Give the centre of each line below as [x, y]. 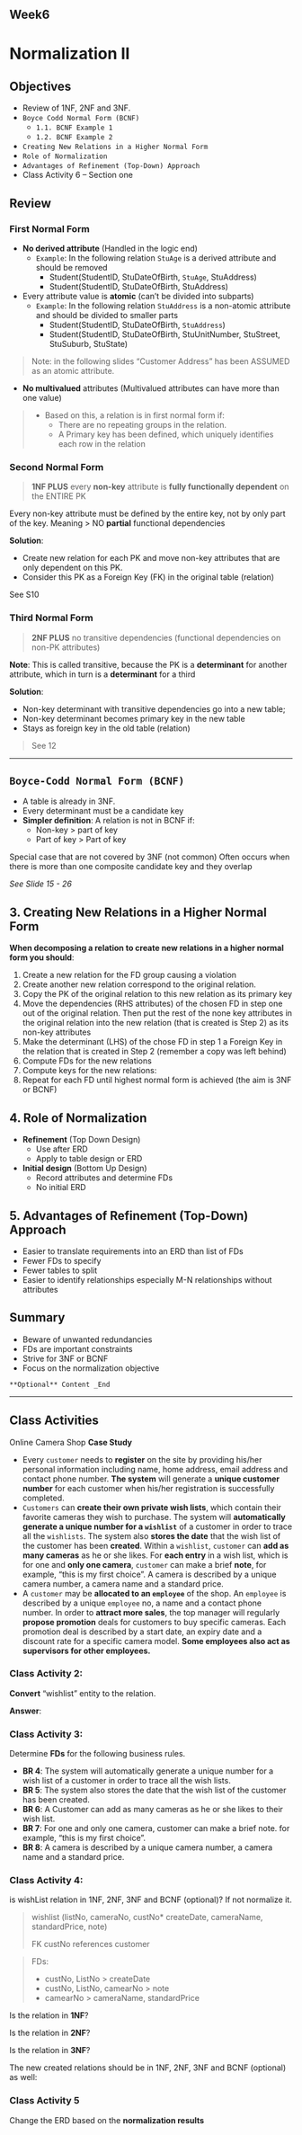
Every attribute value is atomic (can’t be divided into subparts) [138, 297]
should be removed [71, 268]
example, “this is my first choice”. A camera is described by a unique [149, 1574]
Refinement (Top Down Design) [81, 1140]
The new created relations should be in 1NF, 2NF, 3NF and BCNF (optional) [148, 2068]
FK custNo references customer [90, 1944]
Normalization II [70, 53]
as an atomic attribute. [73, 371]
